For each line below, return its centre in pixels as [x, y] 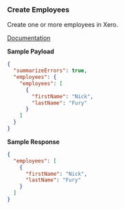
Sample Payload [31, 52]
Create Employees [38, 10]
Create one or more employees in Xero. [63, 25]
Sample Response [33, 142]
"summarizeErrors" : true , [50, 71]
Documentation [29, 38]
